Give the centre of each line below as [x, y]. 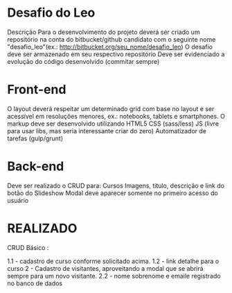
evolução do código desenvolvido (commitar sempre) [83, 61]
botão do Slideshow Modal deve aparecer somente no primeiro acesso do [113, 193]
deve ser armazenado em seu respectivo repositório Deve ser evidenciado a [116, 54]
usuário [18, 200]
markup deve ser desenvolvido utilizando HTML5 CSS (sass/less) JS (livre [113, 124]
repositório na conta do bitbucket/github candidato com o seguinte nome [111, 39]
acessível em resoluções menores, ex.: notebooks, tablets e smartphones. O [116, 116]
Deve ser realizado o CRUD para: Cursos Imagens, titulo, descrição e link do [116, 185]
